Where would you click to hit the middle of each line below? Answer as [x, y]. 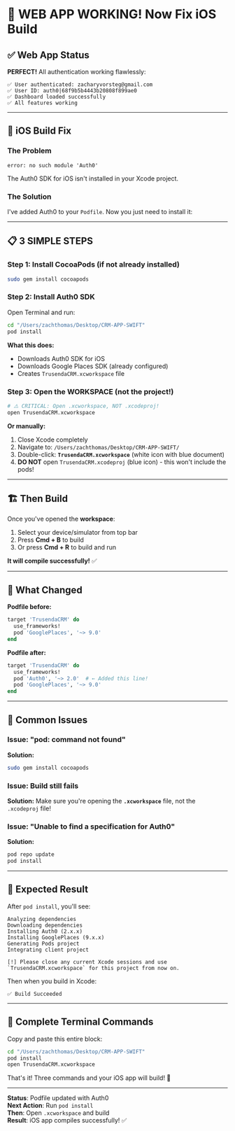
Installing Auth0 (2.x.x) [45, 931]
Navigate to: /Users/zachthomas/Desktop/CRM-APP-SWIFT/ [98, 447]
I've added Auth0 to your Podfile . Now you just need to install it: [100, 211]
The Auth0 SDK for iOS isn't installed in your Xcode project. [93, 178]
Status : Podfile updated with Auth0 [58, 1098]
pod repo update [31, 855]
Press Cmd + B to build [50, 540]
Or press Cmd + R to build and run [67, 547]
